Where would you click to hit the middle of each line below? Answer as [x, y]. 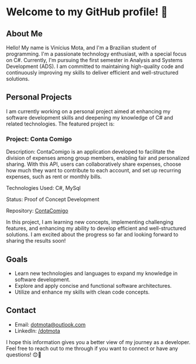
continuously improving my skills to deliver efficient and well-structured [92, 72]
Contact [21, 310]
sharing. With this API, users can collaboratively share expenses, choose [94, 164]
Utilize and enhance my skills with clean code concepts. [82, 292]
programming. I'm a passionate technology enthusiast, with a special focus [97, 54]
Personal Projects [39, 97]
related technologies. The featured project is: [61, 124]
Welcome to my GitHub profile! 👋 [87, 12]
